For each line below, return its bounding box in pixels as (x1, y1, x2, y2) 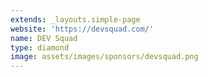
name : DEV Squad (10, 33, 78, 43)
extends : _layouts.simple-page (10, 14, 141, 25)
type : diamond (10, 42, 70, 53)
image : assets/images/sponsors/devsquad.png (10, 52, 199, 62)
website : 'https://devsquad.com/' (10, 24, 155, 34)
